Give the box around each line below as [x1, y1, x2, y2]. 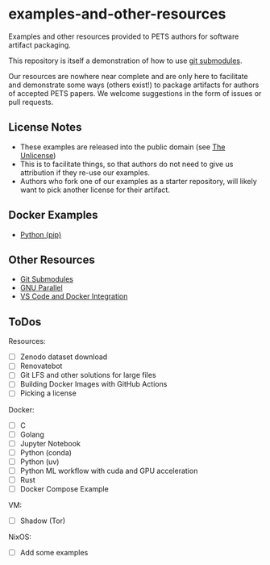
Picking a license [19, 388, 77, 398]
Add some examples [19, 548, 89, 558]
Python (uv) [19, 457, 60, 467]
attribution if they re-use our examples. [19, 167, 151, 178]
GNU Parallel [19, 283, 63, 293]
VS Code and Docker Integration [19, 291, 128, 301]
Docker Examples [8, 208, 98, 222]
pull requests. [8, 97, 54, 107]
